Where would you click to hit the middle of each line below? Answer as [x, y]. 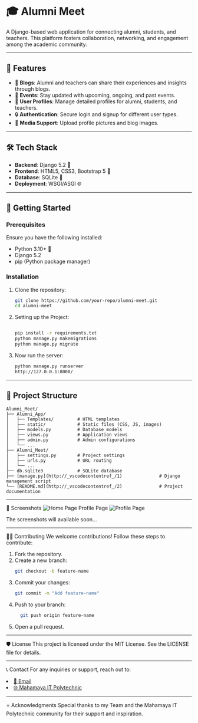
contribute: [19, 543]
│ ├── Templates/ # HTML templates [63, 419]
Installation [23, 277]
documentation [24, 492]
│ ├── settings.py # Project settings [66, 456]
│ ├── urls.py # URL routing [59, 461]
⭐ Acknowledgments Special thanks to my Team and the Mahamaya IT [92, 705]
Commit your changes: [42, 583]
